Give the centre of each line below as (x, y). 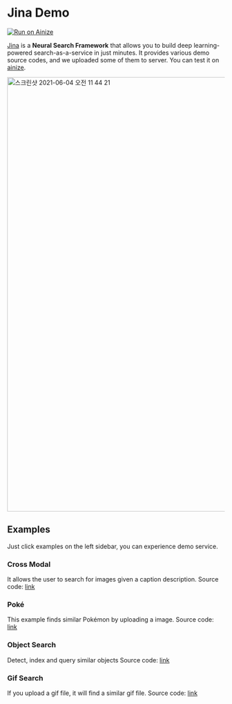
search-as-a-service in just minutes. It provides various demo (122, 53)
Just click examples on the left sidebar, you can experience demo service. (113, 546)
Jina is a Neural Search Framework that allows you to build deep (100, 45)
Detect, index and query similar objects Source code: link (88, 660)
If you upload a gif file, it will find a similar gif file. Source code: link (103, 693)
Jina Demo (38, 13)
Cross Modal (29, 564)
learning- (206, 45)
